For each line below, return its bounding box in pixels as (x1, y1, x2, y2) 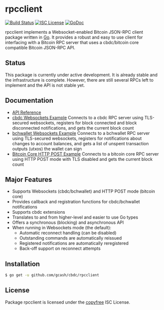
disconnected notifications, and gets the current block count (12, 125, 134, 131)
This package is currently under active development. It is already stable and (5, 72, 158, 78)
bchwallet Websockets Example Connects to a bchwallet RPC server (12, 130, 150, 136)
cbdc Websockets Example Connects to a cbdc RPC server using (12, 114, 143, 120)
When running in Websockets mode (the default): (12, 225, 111, 231)
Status (5, 59, 26, 67)
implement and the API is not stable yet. (5, 82, 85, 88)
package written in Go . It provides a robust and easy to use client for (5, 34, 143, 40)
